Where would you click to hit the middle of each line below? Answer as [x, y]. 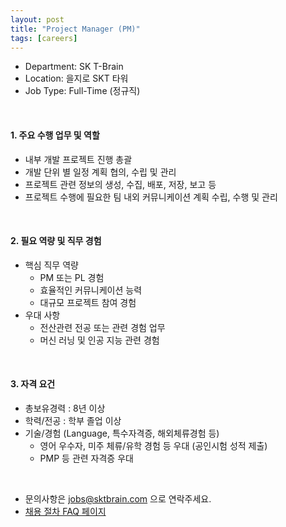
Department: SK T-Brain [74, 67]
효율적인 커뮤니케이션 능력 [91, 290]
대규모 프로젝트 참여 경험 [88, 302]
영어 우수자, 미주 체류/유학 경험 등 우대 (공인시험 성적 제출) [153, 445]
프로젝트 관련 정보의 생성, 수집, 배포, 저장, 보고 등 [120, 184]
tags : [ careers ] [44, 38]
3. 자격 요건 [33, 384]
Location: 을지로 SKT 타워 [76, 78]
